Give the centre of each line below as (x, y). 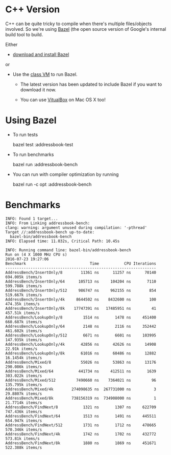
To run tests (25, 134)
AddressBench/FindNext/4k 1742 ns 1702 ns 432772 (81, 434)
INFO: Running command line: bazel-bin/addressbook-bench (68, 250)
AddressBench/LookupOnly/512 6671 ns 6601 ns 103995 (81, 335)
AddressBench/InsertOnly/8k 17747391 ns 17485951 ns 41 (81, 308)
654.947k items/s (24, 421)
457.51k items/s (22, 313)
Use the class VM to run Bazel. (45, 74)
